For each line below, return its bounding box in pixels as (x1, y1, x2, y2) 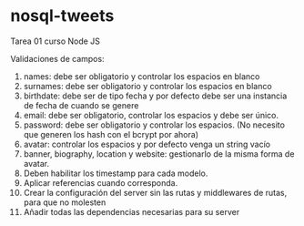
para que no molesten (23, 197, 106, 208)
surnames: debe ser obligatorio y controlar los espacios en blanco (23, 80, 272, 91)
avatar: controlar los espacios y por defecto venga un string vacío (23, 139, 271, 149)
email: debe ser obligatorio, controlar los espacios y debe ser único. (23, 109, 279, 120)
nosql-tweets (10, 5, 115, 26)
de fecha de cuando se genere (23, 99, 139, 110)
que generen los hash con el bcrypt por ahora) (23, 128, 199, 139)
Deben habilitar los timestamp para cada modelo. (23, 168, 208, 179)
